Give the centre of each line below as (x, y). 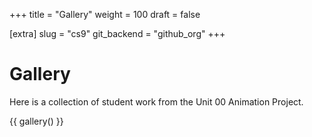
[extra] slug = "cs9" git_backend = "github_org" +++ (117, 33)
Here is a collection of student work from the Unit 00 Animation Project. (156, 101)
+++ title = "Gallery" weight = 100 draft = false (105, 14)
